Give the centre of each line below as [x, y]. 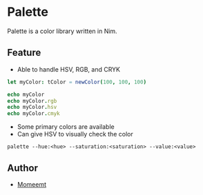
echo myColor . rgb [32, 101]
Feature [24, 53]
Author [22, 168]
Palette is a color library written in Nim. [62, 31]
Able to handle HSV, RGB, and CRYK [69, 69]
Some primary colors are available [66, 127]
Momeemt [32, 184]
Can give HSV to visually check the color [75, 134]
